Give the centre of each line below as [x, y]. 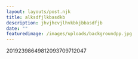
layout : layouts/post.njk [38, 12]
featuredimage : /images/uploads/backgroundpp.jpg [69, 34]
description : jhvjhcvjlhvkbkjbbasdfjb [54, 23]
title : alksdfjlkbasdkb [36, 17]
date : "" [17, 28]
